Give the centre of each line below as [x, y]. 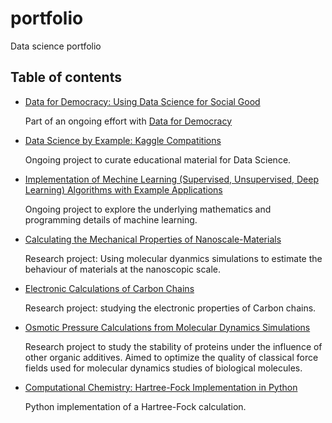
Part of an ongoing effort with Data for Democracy [128, 121]
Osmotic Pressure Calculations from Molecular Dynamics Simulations [167, 327]
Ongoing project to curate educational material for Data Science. [158, 159]
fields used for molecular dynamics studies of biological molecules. [163, 368]
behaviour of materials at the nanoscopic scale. [123, 269]
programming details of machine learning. [111, 219]
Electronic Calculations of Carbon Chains [109, 288]
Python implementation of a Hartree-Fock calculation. [135, 406]
